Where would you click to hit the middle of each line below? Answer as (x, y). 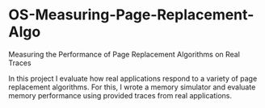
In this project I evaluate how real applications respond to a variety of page (133, 78)
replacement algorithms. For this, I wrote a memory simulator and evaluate (132, 87)
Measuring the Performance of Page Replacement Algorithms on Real (124, 54)
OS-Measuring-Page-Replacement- (131, 15)
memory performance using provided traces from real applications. (120, 95)
